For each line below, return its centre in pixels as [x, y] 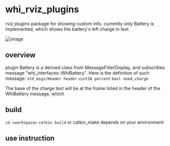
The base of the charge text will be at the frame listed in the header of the [83, 88]
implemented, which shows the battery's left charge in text [67, 29]
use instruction [30, 138]
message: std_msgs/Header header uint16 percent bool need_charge [77, 78]
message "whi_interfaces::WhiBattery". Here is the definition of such [77, 73]
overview [20, 55]
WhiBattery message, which [35, 94]
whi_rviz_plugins [42, 9]
